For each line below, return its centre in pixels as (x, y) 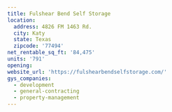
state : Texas (33, 40)
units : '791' (26, 59)
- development (34, 85)
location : (22, 20)
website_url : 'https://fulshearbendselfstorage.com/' (87, 72)
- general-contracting (46, 91)
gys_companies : (29, 78)
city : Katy (29, 33)
